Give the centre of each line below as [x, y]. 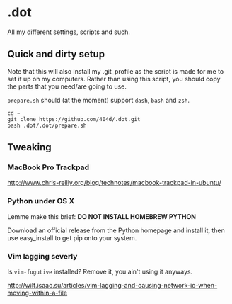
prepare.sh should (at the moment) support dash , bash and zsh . [98, 100]
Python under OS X [41, 201]
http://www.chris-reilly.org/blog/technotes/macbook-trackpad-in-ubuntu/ [114, 183]
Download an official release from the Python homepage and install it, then [116, 230]
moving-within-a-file [37, 293]
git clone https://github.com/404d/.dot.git [74, 119]
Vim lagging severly [42, 256]
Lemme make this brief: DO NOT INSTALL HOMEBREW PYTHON [102, 216]
